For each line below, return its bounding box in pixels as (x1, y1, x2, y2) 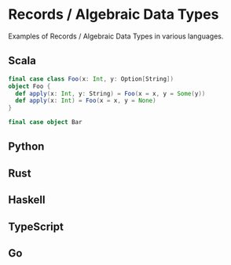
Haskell (8, 194, 46, 207)
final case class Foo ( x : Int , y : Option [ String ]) (8, 74, 174, 83)
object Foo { (8, 82, 51, 90)
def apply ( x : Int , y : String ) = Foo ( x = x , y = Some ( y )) (15, 89, 206, 97)
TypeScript (8, 220, 64, 233)
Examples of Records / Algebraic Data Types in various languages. (8, 31, 224, 41)
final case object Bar (8, 118, 82, 126)
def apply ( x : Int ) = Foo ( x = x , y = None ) (15, 96, 156, 105)
